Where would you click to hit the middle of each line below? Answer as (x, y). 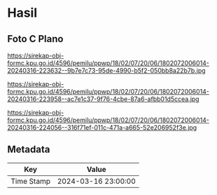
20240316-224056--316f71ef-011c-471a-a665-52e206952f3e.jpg (102, 127)
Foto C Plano (35, 39)
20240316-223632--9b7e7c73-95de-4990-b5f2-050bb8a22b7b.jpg (106, 70)
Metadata (29, 150)
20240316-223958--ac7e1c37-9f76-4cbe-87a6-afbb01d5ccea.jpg (103, 99)
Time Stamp (31, 181)
